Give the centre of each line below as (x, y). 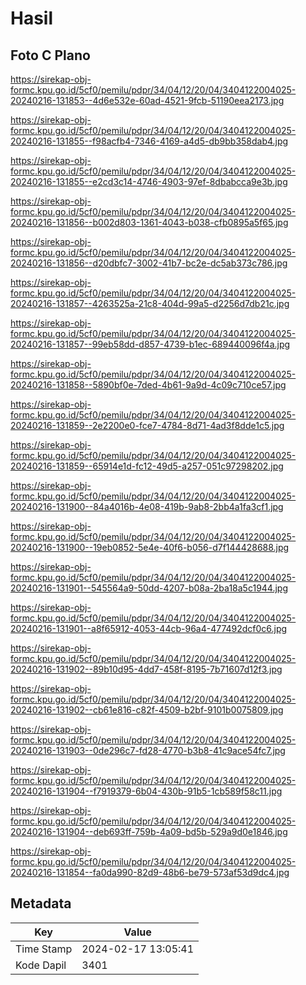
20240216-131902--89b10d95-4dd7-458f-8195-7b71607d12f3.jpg (146, 669)
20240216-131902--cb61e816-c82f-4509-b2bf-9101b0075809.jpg (147, 710)
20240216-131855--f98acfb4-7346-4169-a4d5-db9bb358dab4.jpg (149, 141)
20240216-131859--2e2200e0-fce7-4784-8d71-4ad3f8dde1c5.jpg (147, 425)
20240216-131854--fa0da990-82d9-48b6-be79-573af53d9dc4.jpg (150, 872)
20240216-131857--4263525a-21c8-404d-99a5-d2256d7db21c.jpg (150, 303)
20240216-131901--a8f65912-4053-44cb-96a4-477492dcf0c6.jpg (149, 628)
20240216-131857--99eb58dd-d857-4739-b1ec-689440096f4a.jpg (150, 344)
